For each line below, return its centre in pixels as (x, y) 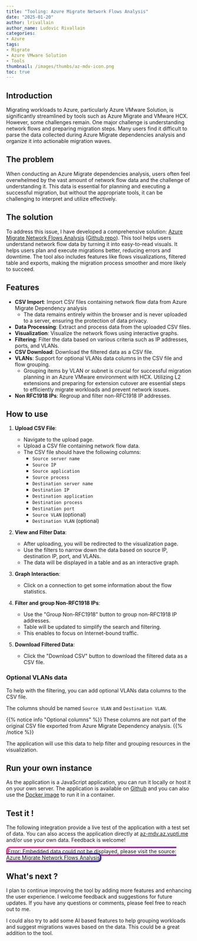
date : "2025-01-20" (30, 17)
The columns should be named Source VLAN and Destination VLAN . (87, 708)
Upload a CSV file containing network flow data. (81, 446)
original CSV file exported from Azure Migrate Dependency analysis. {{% (94, 725)
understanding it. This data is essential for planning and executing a (88, 186)
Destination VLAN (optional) (66, 521)
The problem (30, 160)
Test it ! (20, 813)
